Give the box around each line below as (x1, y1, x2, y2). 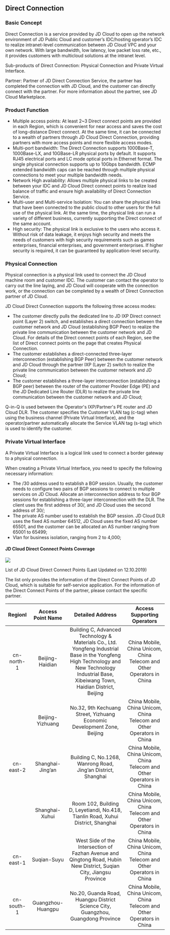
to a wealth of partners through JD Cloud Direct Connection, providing (12, 134, 159, 140)
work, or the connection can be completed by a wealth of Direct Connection (5, 288, 164, 294)
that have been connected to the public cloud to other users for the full (12, 204, 160, 210)
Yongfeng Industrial (72, 645, 119, 652)
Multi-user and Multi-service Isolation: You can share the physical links (12, 199, 161, 205)
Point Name (33, 614, 62, 621)
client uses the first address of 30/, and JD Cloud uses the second (12, 502, 151, 508)
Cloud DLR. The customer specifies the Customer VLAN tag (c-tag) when (5, 409, 158, 416)
